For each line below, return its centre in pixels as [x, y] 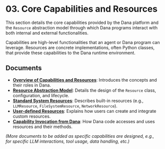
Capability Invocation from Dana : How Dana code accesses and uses [84, 121]
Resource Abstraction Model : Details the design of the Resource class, [84, 90]
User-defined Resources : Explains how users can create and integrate [84, 111]
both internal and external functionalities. [47, 33]
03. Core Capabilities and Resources [82, 9]
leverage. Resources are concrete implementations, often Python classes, [80, 47]
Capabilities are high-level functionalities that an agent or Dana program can [83, 42]
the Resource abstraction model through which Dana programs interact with [82, 27]
